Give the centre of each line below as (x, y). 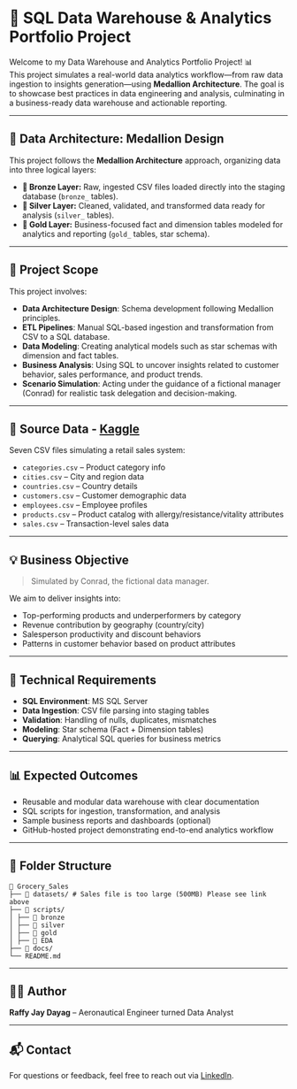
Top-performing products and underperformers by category (131, 616)
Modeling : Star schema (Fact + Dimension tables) (113, 729)
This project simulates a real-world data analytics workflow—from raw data (146, 74)
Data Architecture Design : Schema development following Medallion (148, 308)
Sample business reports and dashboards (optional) (116, 820)
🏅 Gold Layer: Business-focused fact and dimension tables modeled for (152, 224)
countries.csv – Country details (80, 487)
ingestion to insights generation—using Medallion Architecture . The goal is (147, 84)
